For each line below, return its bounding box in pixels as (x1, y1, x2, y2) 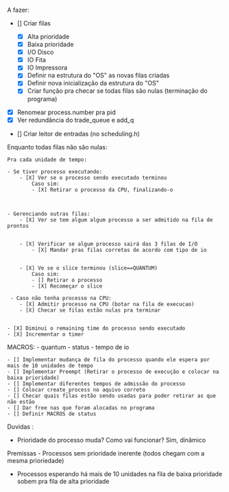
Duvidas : (7, 423, 34, 431)
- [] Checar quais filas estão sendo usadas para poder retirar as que (7, 392, 216, 399)
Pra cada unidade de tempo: (7, 156, 88, 163)
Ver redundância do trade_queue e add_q (16, 116, 134, 124)
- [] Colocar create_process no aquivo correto (7, 386, 146, 393)
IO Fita (27, 56, 47, 64)
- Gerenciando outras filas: (7, 210, 91, 217)
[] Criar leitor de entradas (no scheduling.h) (16, 129, 141, 138)
